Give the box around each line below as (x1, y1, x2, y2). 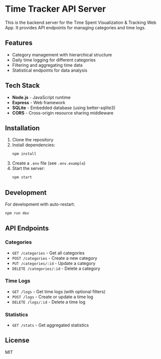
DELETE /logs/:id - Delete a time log (12, 299, 86, 305)
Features (5, 39, 33, 47)
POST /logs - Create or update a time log (12, 294, 93, 300)
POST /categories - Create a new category (12, 255, 97, 261)
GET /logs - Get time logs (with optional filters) (12, 288, 106, 294)
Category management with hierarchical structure (12, 52, 112, 57)
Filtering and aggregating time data (12, 62, 83, 68)
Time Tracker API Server (5, 3, 106, 15)
